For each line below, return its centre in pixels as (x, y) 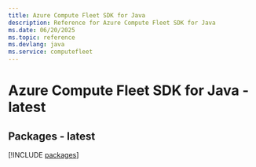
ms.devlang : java (37, 45)
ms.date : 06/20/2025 (42, 30)
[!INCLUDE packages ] (44, 155)
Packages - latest (52, 136)
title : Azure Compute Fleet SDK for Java (77, 15)
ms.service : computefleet (50, 52)
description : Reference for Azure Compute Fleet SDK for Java (112, 23)
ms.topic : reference (42, 37)
